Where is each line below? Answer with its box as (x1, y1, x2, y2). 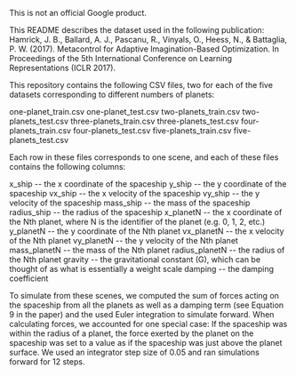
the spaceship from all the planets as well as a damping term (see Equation (9, 300, 284, 310)
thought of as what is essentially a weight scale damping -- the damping (9, 264, 274, 274)
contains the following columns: (9, 162, 126, 172)
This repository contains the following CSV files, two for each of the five (9, 80, 274, 90)
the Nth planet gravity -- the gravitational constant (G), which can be (9, 254, 260, 265)
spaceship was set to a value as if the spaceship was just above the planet (9, 338, 283, 348)
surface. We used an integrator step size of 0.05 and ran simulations (9, 347, 260, 357)
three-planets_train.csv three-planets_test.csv (70, 116, 240, 126)
